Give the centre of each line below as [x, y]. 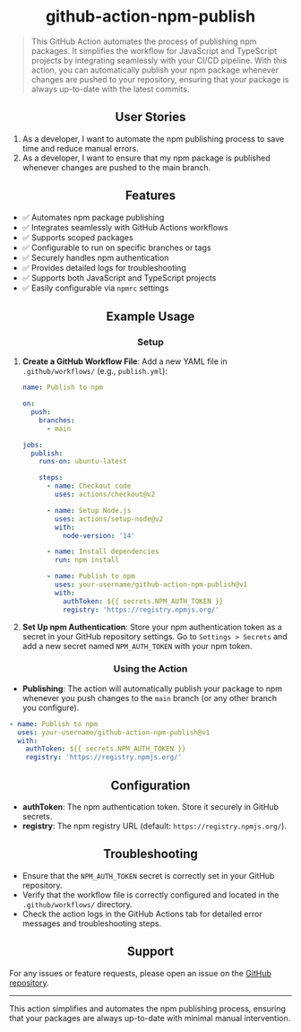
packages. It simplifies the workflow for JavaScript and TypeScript [154, 50]
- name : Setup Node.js [89, 510]
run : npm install [87, 560]
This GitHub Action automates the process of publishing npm [144, 41]
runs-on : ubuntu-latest [83, 462]
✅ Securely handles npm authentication [95, 257]
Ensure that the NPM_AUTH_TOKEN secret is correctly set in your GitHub [148, 875]
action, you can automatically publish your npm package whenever [155, 70]
